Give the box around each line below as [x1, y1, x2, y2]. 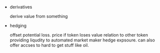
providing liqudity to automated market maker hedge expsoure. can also [9, 37, 155, 43]
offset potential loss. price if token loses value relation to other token [9, 32, 148, 38]
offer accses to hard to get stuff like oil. [9, 42, 89, 48]
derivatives [9, 4, 33, 10]
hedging [9, 23, 27, 28]
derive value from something [9, 13, 68, 19]
